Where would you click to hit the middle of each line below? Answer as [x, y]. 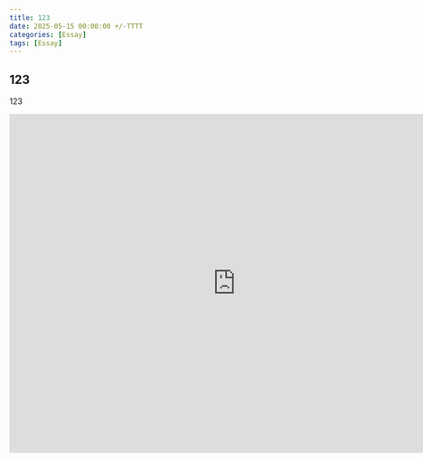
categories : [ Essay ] [48, 34]
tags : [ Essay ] [36, 43]
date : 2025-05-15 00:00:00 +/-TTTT [76, 26]
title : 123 [30, 18]
